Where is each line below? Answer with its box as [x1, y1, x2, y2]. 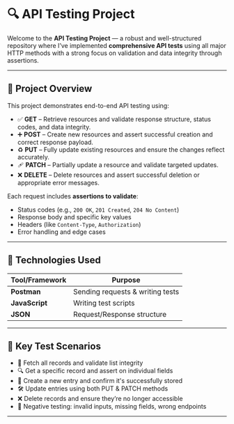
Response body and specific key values [17, 212, 132, 221]
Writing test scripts [72, 298, 135, 308]
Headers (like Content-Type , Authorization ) [17, 220, 141, 228]
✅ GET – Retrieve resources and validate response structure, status [17, 115, 211, 123]
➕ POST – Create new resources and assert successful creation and [17, 130, 214, 139]
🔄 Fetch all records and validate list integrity [17, 359, 143, 367]
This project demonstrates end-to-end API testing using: [7, 101, 169, 109]
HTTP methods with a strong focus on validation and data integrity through [7, 49, 222, 57]
